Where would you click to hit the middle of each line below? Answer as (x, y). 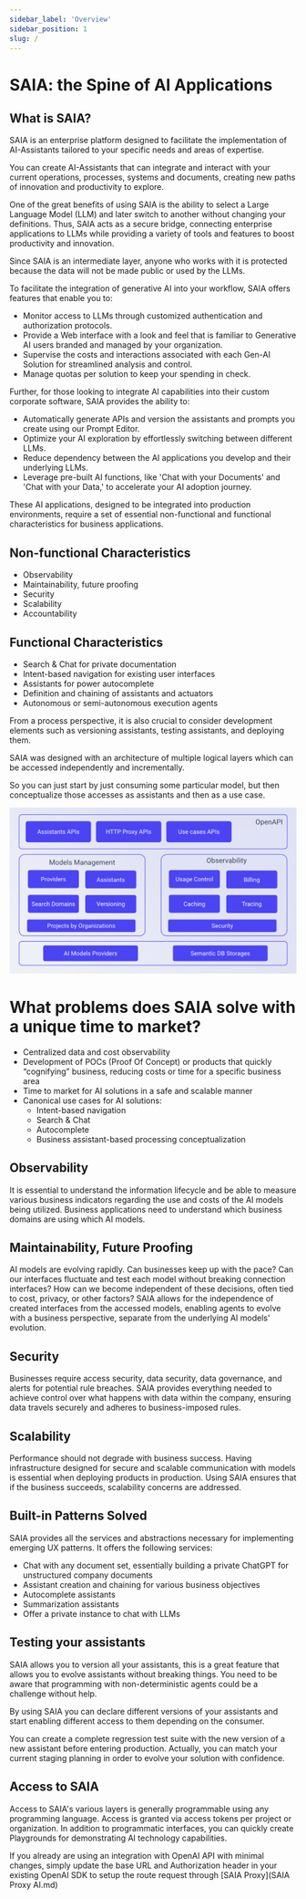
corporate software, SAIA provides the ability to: (100, 402)
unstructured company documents (87, 1575)
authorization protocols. (67, 326)
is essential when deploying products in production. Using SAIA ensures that (153, 1477)
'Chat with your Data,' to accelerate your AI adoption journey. (137, 487)
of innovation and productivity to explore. (87, 187)
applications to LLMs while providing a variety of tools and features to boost (152, 234)
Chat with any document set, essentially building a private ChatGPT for (155, 1565)
